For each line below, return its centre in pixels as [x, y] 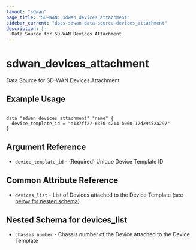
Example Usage [36, 99]
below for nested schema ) [47, 201]
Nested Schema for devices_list [67, 220]
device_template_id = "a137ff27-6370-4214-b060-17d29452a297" [91, 124]
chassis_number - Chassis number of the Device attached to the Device [102, 234]
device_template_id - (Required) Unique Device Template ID [89, 161]
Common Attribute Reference [62, 180]
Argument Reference [46, 147]
